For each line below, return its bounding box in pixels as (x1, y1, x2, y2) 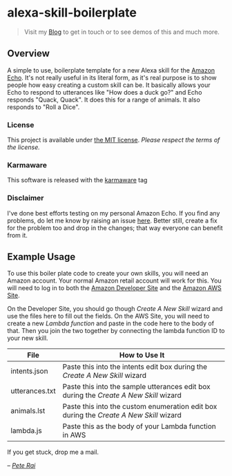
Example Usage (7, 251, 76, 263)
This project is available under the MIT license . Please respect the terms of (7, 136, 220, 144)
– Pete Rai (7, 461, 36, 470)
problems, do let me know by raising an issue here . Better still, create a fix (7, 216, 217, 225)
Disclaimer (7, 193, 44, 203)
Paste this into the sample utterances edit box (62, 382, 211, 392)
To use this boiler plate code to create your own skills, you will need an (7, 269, 209, 278)
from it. (7, 231, 28, 239)
